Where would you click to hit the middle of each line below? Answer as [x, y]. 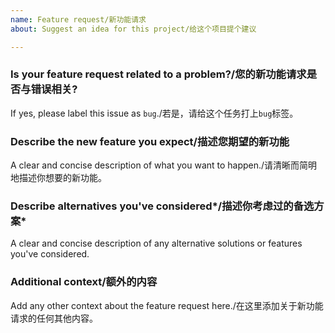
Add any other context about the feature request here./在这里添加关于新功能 [167, 305]
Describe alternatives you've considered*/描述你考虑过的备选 [162, 206]
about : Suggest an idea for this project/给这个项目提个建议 [133, 29]
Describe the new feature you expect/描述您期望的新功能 [150, 141]
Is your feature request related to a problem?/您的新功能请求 [158, 74]
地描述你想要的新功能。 [58, 178]
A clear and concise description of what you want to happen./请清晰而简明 [164, 165]
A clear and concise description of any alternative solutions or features [156, 243]
